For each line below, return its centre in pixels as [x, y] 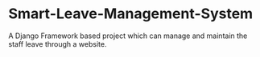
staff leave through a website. [58, 44]
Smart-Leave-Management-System [131, 14]
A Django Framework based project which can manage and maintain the [128, 36]
